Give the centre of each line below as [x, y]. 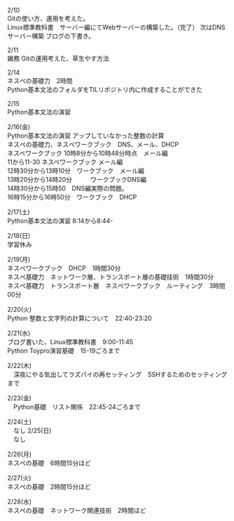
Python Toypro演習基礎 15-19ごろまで [64, 351]
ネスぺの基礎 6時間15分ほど [49, 463]
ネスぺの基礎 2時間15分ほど [49, 487]
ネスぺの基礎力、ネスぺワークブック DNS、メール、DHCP [93, 144]
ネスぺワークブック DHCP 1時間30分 [64, 268]
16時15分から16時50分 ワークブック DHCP [72, 197]
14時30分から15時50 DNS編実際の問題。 [68, 188]
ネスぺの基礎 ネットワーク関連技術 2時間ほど [77, 510]
